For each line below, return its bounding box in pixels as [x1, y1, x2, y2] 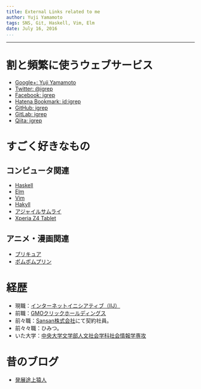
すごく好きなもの [6, 140, 91, 153]
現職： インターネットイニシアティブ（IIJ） [14, 302, 121, 309]
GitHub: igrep [14, 104, 48, 111]
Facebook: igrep [14, 92, 56, 99]
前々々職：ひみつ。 [14, 324, 63, 332]
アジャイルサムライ [14, 208, 62, 215]
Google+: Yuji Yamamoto [14, 79, 77, 86]
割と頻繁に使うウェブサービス [6, 59, 154, 72]
